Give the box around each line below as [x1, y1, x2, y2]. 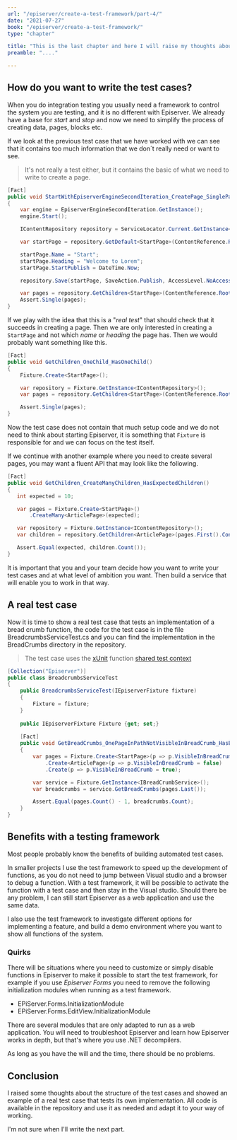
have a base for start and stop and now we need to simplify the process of [7, 115, 224, 124]
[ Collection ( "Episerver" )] [7, 667, 87, 675]
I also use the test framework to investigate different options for [7, 915, 193, 923]
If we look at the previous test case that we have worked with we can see [7, 136, 221, 145]
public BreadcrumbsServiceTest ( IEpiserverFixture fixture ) [20, 687, 197, 695]
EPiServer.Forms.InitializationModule [17, 999, 125, 1008]
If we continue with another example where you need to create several [7, 452, 212, 460]
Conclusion [7, 1070, 59, 1082]
